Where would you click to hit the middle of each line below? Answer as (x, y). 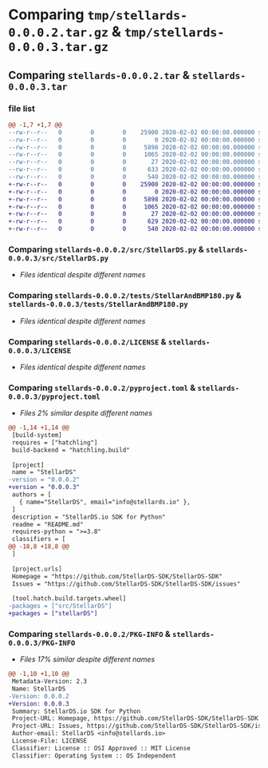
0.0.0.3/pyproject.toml (55, 396)
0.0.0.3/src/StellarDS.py (59, 258)
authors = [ (32, 495)
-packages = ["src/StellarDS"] (60, 606)
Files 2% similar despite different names (86, 413)
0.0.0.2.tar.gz (59, 33)
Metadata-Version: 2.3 (49, 682)
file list (22, 108)
